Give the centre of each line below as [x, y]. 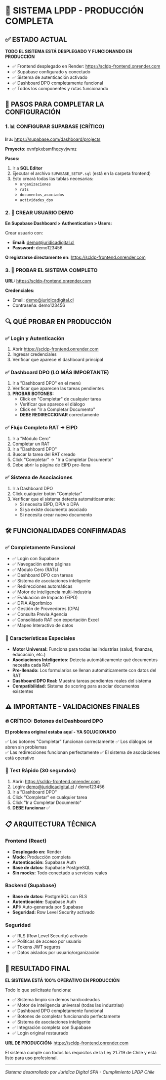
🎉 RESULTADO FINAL [38, 968]
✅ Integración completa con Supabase [52, 1027]
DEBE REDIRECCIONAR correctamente [59, 415]
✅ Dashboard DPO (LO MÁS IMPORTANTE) [57, 372]
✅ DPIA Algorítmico [32, 603]
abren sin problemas [26, 747]
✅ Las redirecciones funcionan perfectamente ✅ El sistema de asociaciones [83, 752]
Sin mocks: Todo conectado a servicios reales [60, 873]
